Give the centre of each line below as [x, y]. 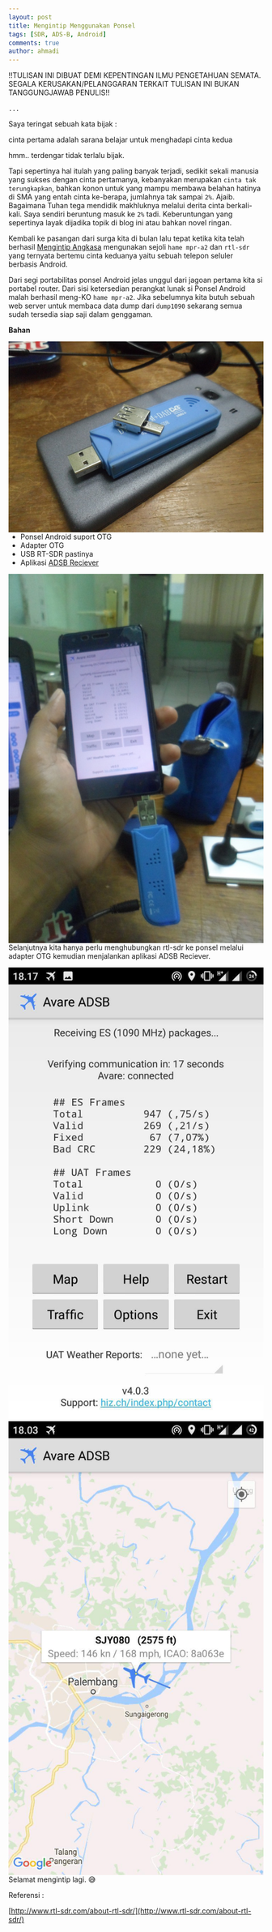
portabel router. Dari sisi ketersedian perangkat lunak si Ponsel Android [127, 289]
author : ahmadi [34, 51]
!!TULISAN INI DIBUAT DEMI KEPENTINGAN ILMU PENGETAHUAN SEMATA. [135, 75]
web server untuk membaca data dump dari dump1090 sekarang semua [125, 306]
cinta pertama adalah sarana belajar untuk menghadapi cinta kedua [121, 140]
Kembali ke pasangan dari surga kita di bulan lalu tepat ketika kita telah [126, 238]
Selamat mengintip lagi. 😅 [52, 1879]
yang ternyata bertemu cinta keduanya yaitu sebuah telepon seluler [121, 256]
